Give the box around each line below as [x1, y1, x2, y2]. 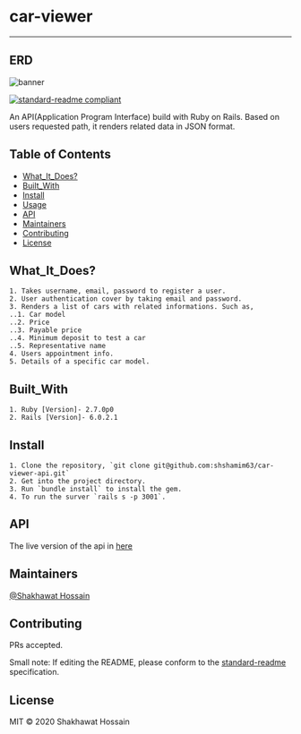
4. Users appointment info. [9, 349, 115, 359]
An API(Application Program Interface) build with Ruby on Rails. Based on [9, 111, 280, 122]
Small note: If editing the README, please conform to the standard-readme [9, 657, 287, 668]
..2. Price [9, 318, 50, 328]
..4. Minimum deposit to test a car [9, 334, 146, 343]
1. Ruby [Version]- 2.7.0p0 [9, 405, 115, 414]
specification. [9, 667, 60, 678]
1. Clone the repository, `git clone [9, 461, 150, 470]
